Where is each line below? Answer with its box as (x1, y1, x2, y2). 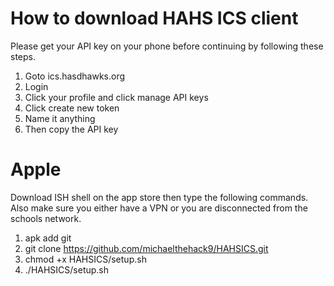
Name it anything (24, 112, 96, 124)
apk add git (24, 232, 72, 244)
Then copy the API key (24, 123, 119, 135)
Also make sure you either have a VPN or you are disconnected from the (10, 202, 308, 214)
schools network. (10, 212, 82, 224)
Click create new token (24, 102, 120, 114)
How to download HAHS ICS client (10, 7, 299, 30)
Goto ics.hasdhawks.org (24, 70, 126, 82)
